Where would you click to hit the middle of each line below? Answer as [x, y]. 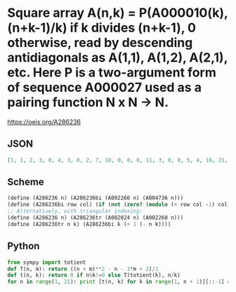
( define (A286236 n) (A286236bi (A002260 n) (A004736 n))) [96, 198]
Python [24, 246]
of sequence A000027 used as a [105, 87]
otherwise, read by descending [100, 43]
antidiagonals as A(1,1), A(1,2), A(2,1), [118, 58]
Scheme [26, 182]
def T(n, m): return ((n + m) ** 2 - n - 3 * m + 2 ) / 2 [83, 269]
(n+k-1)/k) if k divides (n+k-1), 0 [102, 28]
